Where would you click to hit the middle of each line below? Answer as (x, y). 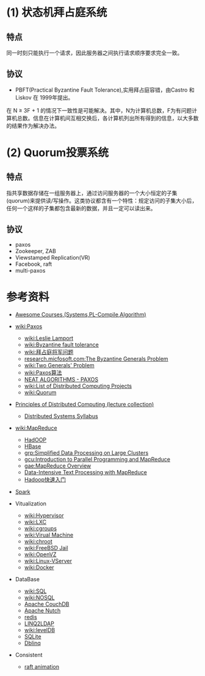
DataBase (27, 579)
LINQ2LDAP (39, 623)
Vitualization (31, 503)
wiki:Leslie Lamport (49, 338)
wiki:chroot (38, 541)
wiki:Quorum (40, 392)
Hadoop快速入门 (45, 479)
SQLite (33, 636)
